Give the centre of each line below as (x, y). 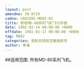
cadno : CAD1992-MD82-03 (29, 18)
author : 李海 (17, 45)
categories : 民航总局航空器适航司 (36, 41)
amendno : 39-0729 (23, 14)
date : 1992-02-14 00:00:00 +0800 (39, 27)
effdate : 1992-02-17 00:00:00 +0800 (42, 32)
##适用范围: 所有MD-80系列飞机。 (40, 60)
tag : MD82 (15, 37)
